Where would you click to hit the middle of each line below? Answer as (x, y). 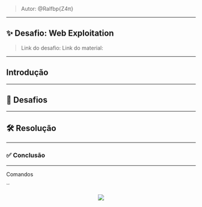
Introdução (27, 73)
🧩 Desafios (27, 100)
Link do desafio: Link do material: (62, 48)
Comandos (20, 174)
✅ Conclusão (26, 155)
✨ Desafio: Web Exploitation (60, 33)
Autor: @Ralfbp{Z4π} (47, 9)
